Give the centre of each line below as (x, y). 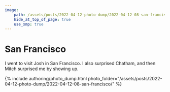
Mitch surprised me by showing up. (42, 69)
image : (12, 10)
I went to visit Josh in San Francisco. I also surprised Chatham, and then (80, 64)
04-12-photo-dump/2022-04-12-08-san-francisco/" (60, 84)
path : (20, 15)
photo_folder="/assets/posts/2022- (125, 79)
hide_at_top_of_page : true (42, 19)
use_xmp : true (29, 24)
